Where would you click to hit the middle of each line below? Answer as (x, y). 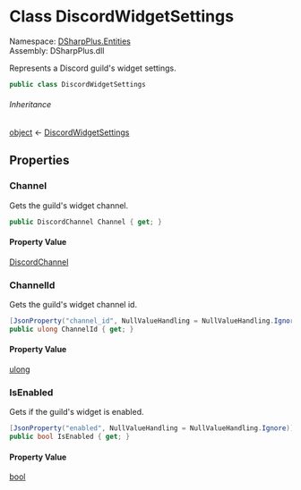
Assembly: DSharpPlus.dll (57, 50)
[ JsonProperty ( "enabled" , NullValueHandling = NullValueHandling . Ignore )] (152, 428)
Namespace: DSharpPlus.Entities (70, 41)
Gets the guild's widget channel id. (73, 305)
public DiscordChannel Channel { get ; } (86, 222)
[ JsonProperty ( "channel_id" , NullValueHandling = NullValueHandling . (142, 321)
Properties (39, 161)
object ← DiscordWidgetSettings (69, 132)
